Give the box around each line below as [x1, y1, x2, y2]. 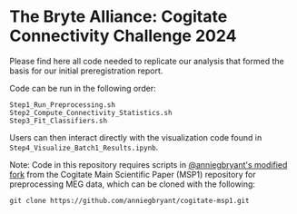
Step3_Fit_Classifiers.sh [9, 116, 107, 125]
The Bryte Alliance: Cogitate [9, 6, 228, 27]
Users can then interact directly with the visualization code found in [9, 131, 262, 142]
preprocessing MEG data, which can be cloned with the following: [9, 179, 256, 190]
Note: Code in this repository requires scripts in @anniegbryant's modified [9, 159, 288, 170]
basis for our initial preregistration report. [9, 65, 163, 76]
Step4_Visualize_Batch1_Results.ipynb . [9, 141, 159, 152]
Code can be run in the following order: [9, 83, 156, 93]
